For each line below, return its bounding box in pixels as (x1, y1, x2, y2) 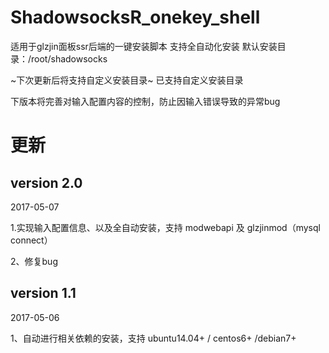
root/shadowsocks (31, 52, 108, 65)
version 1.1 (10, 285, 77, 302)
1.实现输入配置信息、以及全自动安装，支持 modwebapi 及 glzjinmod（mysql (10, 221, 321, 233)
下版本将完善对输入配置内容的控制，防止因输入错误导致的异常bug (10, 95, 281, 107)
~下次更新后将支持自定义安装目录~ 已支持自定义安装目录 (10, 74, 244, 86)
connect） (10, 234, 53, 246)
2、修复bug (10, 255, 58, 267)
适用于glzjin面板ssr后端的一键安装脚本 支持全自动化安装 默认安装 (10, 40, 278, 52)
